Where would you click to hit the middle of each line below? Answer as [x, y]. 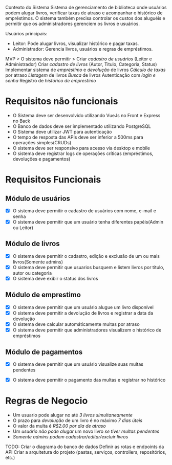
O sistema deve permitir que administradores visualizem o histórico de [87, 330]
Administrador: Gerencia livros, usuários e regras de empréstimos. [83, 49]
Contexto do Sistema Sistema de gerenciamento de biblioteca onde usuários [86, 7]
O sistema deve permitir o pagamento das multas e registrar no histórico [89, 380]
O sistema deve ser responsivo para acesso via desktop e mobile [81, 148]
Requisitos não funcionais [62, 101]
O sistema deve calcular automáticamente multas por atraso [76, 324]
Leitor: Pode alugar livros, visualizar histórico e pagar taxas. [76, 43]
